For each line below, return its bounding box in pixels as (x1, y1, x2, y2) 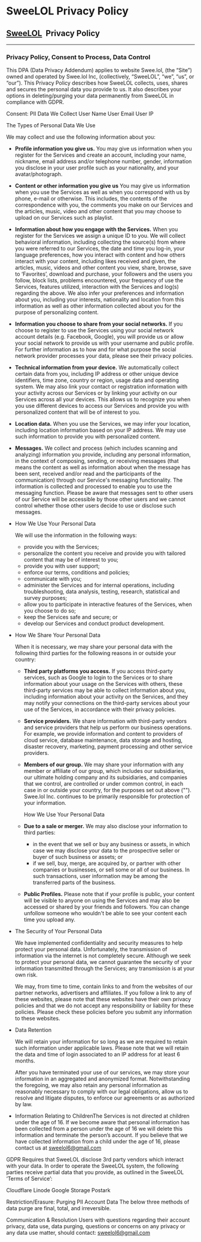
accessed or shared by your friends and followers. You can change (23, 903, 190, 910)
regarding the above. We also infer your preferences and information (14, 289, 184, 297)
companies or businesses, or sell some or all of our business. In (32, 866, 190, 873)
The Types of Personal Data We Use (6, 122, 96, 129)
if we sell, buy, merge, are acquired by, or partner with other (32, 860, 181, 867)
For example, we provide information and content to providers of (23, 730, 183, 738)
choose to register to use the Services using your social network (14, 327, 175, 334)
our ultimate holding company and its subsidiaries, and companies (23, 774, 187, 781)
